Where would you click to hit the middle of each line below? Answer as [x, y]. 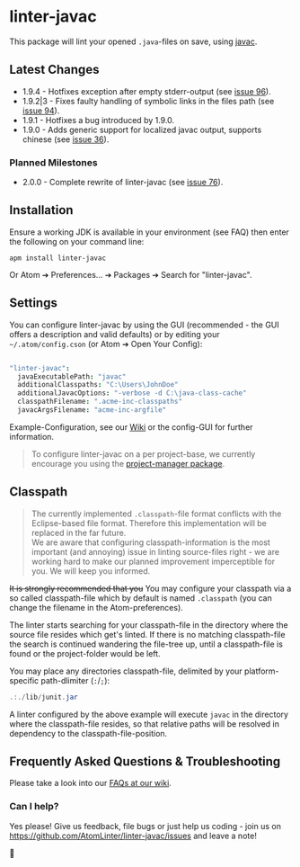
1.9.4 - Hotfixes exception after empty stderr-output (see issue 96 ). [146, 91]
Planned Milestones [53, 162]
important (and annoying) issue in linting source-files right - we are [155, 551]
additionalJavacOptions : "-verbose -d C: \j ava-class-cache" [132, 393]
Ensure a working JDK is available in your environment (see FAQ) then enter [150, 232]
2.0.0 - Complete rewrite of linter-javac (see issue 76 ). [123, 183]
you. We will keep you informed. [91, 571]
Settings [34, 303]
